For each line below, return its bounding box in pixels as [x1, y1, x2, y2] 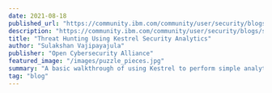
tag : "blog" [8, 72, 49, 80]
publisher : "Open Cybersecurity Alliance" [8, 49, 154, 57]
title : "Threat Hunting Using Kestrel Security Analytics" [8, 34, 212, 43]
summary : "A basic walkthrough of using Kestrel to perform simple [8, 65, 241, 73]
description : [8, 27, 53, 35]
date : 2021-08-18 [8, 11, 67, 20]
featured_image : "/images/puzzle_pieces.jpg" [8, 57, 164, 66]
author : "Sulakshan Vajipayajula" [8, 42, 125, 50]
